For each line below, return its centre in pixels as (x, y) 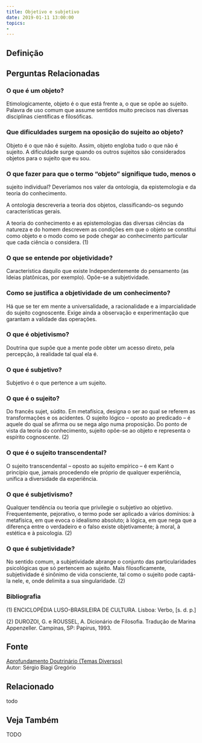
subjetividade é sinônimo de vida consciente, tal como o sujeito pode (92, 575)
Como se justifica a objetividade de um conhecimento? (88, 293)
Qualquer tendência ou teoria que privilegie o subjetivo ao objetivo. (90, 507)
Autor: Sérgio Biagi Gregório (41, 668)
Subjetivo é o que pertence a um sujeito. (56, 383)
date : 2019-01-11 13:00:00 (40, 17)
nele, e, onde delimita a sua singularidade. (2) (68, 581)
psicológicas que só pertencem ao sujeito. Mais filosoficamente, (86, 568)
